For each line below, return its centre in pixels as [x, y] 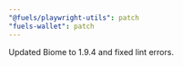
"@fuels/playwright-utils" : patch [74, 18]
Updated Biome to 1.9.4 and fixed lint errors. [91, 52]
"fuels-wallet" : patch [51, 26]
